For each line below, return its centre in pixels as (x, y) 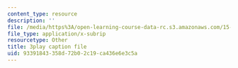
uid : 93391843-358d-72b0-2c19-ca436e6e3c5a (73, 54)
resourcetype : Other (38, 40)
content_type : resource (42, 14)
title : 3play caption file (47, 47)
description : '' (31, 21)
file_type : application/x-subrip (57, 34)
